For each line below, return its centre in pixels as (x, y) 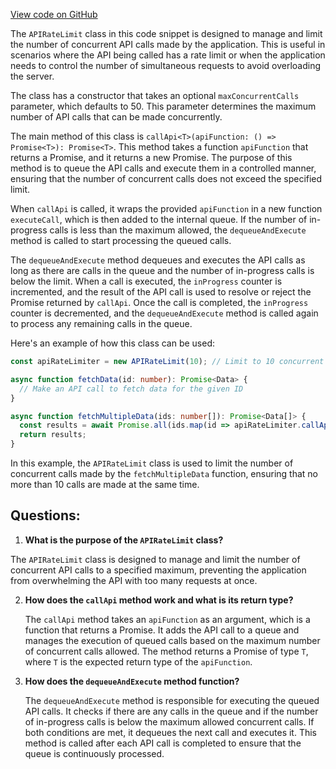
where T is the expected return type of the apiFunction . (138, 661)
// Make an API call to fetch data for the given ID (131, 389)
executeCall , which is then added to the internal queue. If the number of (159, 219)
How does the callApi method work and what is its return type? (159, 600)
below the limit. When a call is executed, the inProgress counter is (146, 281)
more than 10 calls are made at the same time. (105, 484)
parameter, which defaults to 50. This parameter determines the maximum (163, 106)
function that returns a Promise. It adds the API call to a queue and (162, 630)
